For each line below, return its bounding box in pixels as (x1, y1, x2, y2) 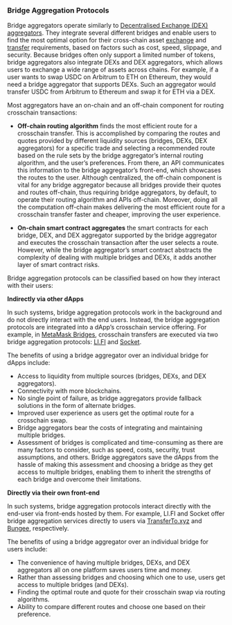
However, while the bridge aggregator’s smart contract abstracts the (17, 246, 213, 255)
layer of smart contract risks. (17, 261, 100, 269)
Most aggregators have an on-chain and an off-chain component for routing (7, 101, 224, 110)
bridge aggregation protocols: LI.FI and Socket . (7, 338, 142, 346)
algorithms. (17, 595, 50, 603)
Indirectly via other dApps (7, 295, 84, 303)
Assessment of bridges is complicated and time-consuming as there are (17, 438, 224, 447)
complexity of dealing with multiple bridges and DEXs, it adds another (17, 253, 217, 262)
